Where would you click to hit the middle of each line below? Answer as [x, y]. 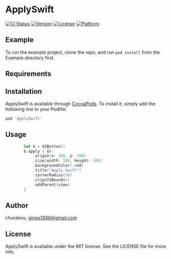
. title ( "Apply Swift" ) [57, 171]
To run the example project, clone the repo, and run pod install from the [83, 52]
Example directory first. [30, 58]
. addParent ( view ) [51, 184]
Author [17, 205]
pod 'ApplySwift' [24, 118]
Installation [24, 91]
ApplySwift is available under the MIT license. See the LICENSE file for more [86, 246]
